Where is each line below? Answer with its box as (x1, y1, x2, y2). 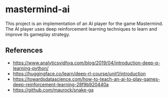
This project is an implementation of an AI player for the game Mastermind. (5, 20, 163, 27)
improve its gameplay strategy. (5, 31, 71, 37)
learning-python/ (12, 65, 49, 71)
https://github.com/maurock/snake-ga (12, 87, 94, 93)
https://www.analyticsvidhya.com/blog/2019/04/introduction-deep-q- (12, 60, 160, 66)
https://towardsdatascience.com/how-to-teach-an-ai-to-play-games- (12, 76, 160, 82)
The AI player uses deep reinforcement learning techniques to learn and (5, 26, 157, 32)
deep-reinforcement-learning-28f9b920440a (12, 81, 109, 87)
